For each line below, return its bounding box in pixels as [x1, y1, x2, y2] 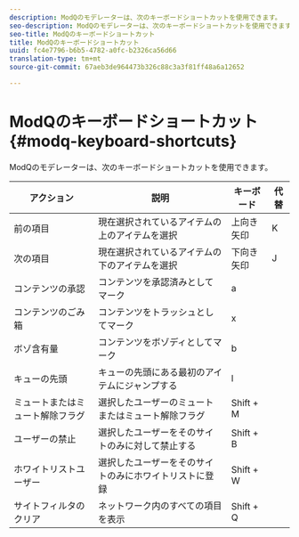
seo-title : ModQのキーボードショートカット [9, 29, 156, 38]
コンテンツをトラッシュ [97, 305, 197, 318]
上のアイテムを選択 [97, 229, 178, 241]
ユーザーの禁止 [13, 433, 77, 445]
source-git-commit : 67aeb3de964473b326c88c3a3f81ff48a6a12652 [9, 63, 245, 72]
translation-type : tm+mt [9, 54, 101, 63]
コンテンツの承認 [13, 282, 86, 295]
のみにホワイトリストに [106, 469, 206, 482]
